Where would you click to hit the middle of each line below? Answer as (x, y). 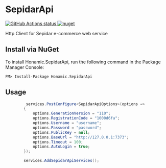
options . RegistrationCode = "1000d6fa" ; (76, 118)
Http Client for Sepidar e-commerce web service (57, 33)
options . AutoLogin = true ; (61, 147)
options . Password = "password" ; (67, 128)
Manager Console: (25, 67)
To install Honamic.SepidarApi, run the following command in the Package (83, 62)
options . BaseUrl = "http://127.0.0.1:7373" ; (81, 137)
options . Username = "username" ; (67, 123)
